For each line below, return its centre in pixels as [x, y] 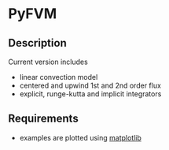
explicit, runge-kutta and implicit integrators [90, 94]
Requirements [43, 119]
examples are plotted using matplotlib [80, 137]
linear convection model [59, 77]
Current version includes [48, 62]
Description [37, 43]
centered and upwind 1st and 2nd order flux [90, 85]
